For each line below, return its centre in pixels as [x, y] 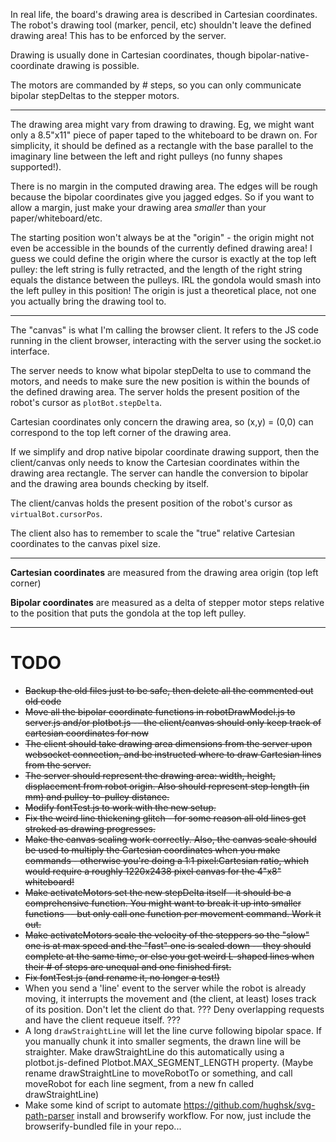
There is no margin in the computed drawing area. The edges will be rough [164, 186]
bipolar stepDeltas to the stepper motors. [95, 95]
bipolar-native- [279, 55]
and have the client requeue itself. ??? [102, 1020]
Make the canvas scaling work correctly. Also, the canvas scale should [170, 839]
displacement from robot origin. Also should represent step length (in [167, 786]
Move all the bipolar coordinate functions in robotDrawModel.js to [160, 711]
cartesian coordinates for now [86, 733]
